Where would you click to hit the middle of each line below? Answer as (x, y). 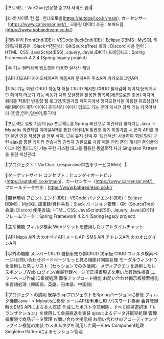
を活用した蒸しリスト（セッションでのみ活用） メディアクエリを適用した (78, 266)
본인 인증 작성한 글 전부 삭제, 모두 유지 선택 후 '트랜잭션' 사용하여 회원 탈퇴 (81, 136)
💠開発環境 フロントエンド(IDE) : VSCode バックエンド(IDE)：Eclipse (74, 198)
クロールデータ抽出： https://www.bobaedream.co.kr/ (59, 187)
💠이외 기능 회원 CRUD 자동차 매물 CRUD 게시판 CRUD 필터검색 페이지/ (73, 89)
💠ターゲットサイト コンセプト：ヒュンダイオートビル (59, 175)
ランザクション (20, 313)
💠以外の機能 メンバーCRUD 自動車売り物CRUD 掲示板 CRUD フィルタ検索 (79, 254)
